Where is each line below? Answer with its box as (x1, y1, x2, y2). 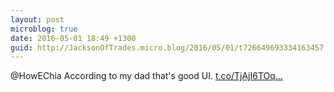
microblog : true (10, 24, 78, 34)
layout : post (10, 14, 65, 25)
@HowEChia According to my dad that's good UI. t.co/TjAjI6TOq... (10, 70, 283, 82)
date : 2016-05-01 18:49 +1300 (10, 33, 137, 43)
